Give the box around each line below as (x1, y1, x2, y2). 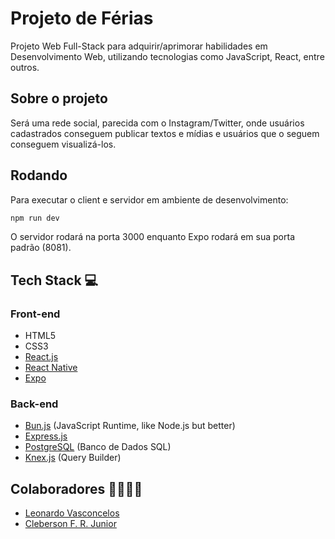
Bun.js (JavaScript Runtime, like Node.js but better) (24, 420, 236, 432)
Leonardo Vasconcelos (24, 507, 120, 519)
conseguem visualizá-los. (10, 138, 117, 150)
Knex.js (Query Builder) (24, 452, 122, 464)
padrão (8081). (10, 242, 72, 254)
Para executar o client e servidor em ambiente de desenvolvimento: (10, 193, 289, 206)
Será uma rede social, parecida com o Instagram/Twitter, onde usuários (10, 117, 305, 129)
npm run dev (10, 213, 60, 223)
